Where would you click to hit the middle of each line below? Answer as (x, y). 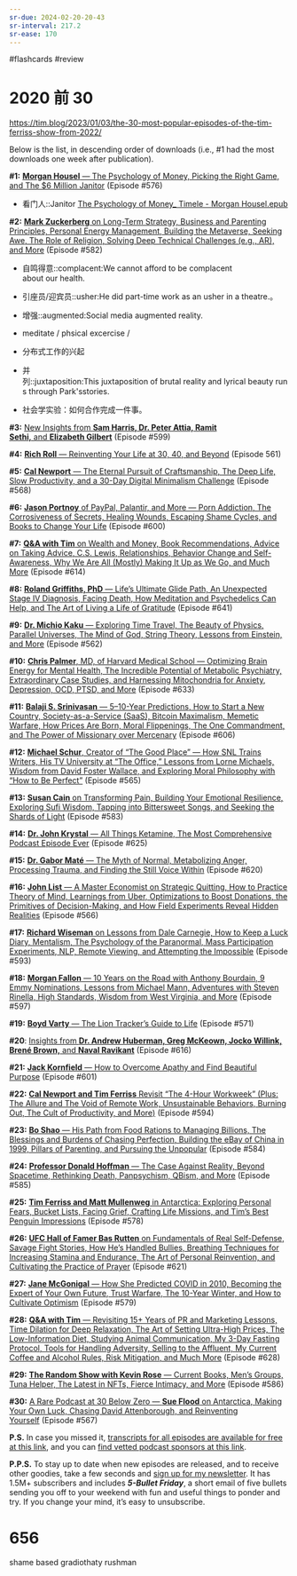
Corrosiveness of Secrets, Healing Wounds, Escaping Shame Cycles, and (143, 517)
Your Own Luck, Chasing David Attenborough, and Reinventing (124, 1411)
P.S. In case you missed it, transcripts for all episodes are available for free (146, 1437)
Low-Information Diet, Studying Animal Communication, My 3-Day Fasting (145, 1339)
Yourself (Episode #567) (54, 1421)
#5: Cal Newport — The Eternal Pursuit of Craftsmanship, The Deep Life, (143, 471)
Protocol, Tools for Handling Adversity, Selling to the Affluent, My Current (143, 1348)
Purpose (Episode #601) (53, 1077)
